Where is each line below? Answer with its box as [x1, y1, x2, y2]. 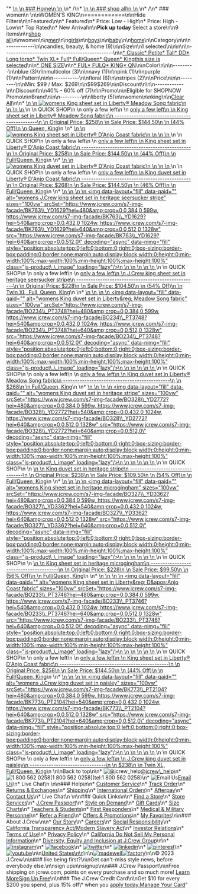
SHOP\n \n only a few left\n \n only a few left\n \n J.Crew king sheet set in [6, 270, 186, 276]
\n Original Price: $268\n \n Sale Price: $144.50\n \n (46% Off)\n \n [12, 182, 176, 189]
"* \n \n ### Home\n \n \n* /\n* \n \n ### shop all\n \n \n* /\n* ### [6, 5, 170, 12]
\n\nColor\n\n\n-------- [135, 62, 192, 69]
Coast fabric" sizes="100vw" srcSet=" [6, 585, 99, 592]
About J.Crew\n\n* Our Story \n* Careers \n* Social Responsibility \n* [6, 818, 171, 825]
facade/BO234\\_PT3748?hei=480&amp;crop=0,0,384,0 [6, 308, 144, 314]
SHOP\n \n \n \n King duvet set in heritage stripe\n [6, 465, 129, 472]
